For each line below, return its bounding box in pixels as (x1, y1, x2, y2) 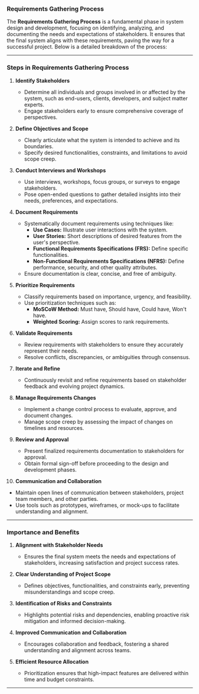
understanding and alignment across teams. (24, 646, 132, 654)
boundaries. (24, 142, 54, 149)
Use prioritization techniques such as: (24, 299, 117, 306)
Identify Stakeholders (15, 77, 70, 84)
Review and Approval (15, 436, 69, 443)
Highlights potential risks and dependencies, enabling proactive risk (24, 611, 190, 618)
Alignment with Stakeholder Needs (15, 541, 103, 548)
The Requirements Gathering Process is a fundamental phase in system (6, 18, 184, 25)
